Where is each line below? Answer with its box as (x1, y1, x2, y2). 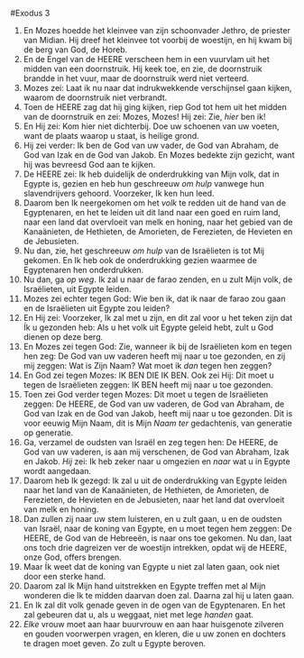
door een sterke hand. (23, 571, 106, 581)
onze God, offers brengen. (23, 552, 123, 562)
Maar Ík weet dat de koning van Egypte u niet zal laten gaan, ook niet (23, 562, 281, 571)
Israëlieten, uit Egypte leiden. (23, 284, 132, 294)
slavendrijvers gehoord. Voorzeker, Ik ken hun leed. (23, 188, 215, 198)
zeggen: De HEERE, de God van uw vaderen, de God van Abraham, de (23, 398, 285, 409)
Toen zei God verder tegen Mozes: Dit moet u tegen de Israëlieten (23, 389, 269, 399)
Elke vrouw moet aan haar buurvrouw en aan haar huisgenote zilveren (23, 619, 284, 629)
